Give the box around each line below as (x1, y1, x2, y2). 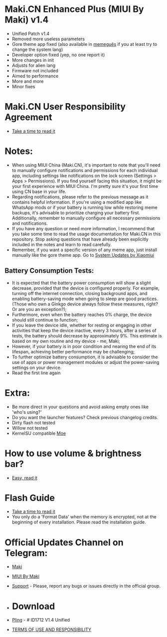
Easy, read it (11, 475, 38, 480)
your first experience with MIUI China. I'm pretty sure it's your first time (11, 183, 158, 189)
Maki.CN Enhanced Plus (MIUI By (4, 3, 144, 15)
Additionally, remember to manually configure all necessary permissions (11, 215, 161, 221)
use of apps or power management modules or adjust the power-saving (11, 359, 160, 365)
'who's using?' (11, 409, 42, 415)
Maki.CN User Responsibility (4, 101, 126, 113)
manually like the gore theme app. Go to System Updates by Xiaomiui (11, 252, 155, 258)
